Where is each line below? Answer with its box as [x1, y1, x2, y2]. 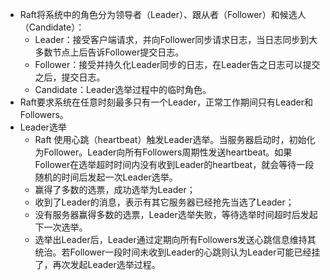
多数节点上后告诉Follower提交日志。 [34, 46, 185, 58]
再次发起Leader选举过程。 [52, 259, 161, 270]
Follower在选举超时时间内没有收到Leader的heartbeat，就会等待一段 [34, 159, 315, 170]
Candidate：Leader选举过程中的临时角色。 [34, 84, 212, 95]
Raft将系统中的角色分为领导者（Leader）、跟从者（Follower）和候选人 [19, 9, 307, 20]
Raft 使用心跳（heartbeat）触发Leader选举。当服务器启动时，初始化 [34, 134, 316, 145]
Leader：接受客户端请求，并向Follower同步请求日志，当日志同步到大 [34, 34, 318, 45]
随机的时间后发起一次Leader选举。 [34, 171, 178, 183]
